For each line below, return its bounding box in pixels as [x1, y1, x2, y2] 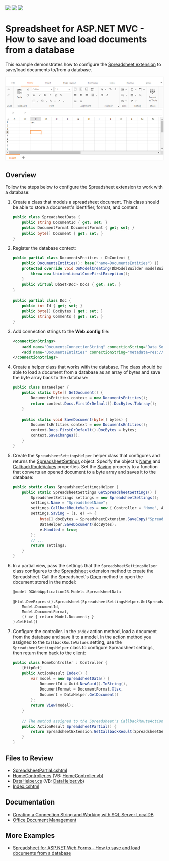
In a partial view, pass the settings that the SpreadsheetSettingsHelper [12, 563, 158, 569]
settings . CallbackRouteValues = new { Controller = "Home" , [31, 506, 159, 511]
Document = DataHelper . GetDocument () [39, 692, 119, 697]
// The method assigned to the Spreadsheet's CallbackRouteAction [22, 719, 164, 724]
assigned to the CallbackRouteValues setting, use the [12, 639, 122, 645]
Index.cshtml [12, 783, 39, 789]
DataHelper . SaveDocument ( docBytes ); [39, 522, 117, 527]
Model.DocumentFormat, [22, 609, 69, 615]
